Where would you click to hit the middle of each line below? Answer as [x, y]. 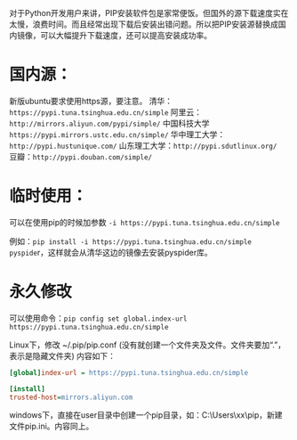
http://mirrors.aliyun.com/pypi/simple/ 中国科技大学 [109, 123]
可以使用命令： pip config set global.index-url [98, 318]
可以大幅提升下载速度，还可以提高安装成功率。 [125, 35]
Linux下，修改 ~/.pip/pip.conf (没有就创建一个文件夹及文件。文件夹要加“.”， [148, 345]
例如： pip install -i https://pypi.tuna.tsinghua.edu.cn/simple [130, 241]
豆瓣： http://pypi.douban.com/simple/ [81, 156]
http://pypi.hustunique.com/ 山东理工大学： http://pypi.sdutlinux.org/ [143, 145]
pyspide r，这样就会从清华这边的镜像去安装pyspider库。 [111, 252]
